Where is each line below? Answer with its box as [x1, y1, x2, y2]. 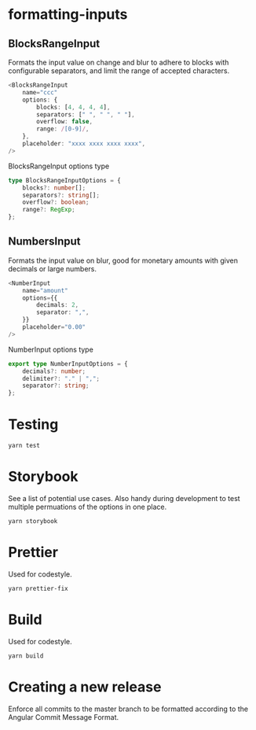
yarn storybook [8, 518, 58, 525]
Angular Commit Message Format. [8, 712, 119, 721]
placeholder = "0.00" [22, 323, 86, 331]
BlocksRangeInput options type [8, 161, 110, 171]
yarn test [8, 442, 41, 450]
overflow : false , [36, 118, 93, 126]
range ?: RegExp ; [22, 206, 76, 214]
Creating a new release [8, 678, 162, 696]
